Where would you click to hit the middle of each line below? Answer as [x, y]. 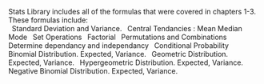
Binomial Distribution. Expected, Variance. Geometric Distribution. [118, 54]
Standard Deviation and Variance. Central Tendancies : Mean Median [127, 28]
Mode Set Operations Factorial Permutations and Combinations [118, 37]
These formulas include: [48, 20]
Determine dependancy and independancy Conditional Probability [119, 46]
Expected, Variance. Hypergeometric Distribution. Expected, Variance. [126, 62]
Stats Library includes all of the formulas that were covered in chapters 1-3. [132, 12]
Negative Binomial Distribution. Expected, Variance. [93, 71]
